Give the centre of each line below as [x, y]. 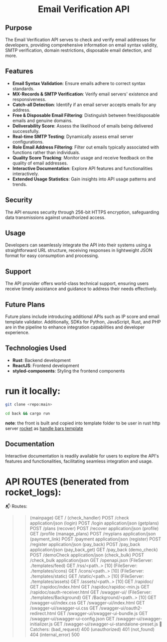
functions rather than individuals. [46, 152]
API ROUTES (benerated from [67, 481]
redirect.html [43, 613]
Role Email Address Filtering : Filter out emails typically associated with [86, 147]
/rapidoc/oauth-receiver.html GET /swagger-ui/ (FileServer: [91, 592]
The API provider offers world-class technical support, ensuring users [77, 283]
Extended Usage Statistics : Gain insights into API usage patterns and [84, 179]
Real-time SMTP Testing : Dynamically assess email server [73, 136]
